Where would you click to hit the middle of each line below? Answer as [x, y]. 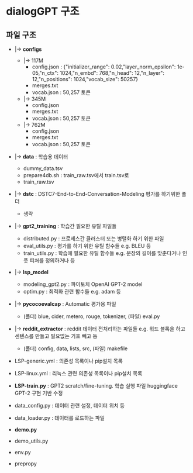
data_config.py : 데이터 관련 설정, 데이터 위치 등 [70, 405]
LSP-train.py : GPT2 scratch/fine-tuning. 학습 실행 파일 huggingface [96, 386]
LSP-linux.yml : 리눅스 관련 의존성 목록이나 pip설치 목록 [78, 373]
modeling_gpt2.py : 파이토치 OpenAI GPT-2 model [83, 284]
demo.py [26, 429]
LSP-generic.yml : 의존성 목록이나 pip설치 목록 [68, 361]
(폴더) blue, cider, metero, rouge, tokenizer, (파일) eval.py [92, 316]
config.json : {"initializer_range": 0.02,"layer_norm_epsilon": [104, 67]
